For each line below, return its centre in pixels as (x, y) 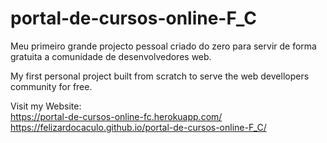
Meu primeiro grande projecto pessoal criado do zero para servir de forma (163, 46)
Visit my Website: (46, 106)
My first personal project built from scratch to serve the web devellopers (160, 76)
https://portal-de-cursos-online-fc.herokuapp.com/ (116, 116)
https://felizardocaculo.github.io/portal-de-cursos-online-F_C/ (138, 127)
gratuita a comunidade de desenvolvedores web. (111, 56)
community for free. (51, 86)
